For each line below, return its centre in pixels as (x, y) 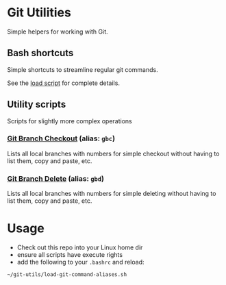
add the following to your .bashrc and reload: (80, 262)
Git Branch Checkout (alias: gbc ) (61, 138)
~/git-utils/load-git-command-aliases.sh (67, 275)
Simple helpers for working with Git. (58, 32)
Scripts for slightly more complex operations (70, 121)
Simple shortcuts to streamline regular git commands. (83, 69)
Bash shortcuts (40, 53)
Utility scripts (37, 104)
